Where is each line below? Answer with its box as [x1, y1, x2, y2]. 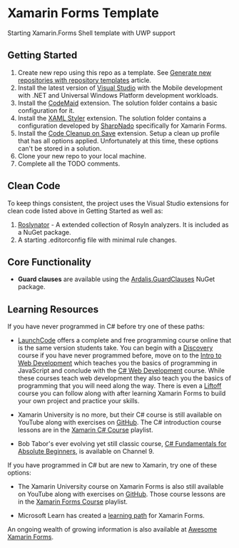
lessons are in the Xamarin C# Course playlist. [17, 426, 153, 435]
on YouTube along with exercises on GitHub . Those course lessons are [17, 490, 226, 499]
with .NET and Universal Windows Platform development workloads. [17, 91, 219, 99]
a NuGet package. [17, 228, 71, 236]
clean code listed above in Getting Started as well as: [7, 206, 163, 215]
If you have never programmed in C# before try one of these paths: [7, 323, 205, 331]
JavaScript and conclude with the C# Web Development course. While [17, 366, 225, 375]
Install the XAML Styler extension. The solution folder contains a [17, 113, 207, 122]
